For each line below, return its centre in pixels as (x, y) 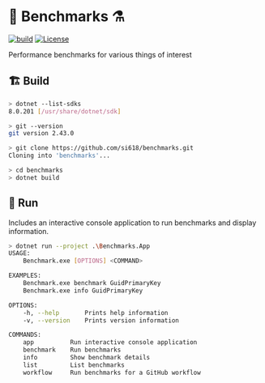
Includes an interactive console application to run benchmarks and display (132, 223)
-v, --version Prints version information (101, 320)
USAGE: (19, 253)
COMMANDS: (25, 335)
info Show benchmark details (87, 358)
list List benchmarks (74, 365)
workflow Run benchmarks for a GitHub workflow (112, 372)
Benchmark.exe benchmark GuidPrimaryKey (92, 283)
